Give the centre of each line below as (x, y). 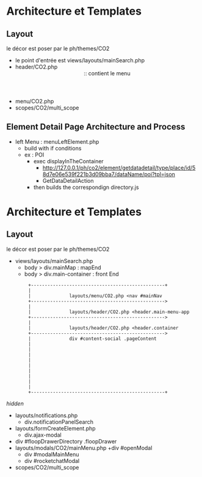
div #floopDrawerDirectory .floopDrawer (66, 441)
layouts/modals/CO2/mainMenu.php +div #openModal (84, 448)
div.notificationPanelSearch (59, 422)
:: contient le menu (107, 73)
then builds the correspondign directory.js (86, 187)
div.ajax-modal (43, 435)
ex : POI (34, 155)
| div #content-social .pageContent (92, 338)
